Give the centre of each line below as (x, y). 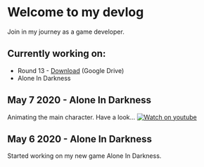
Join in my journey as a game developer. (66, 32)
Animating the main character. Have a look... (71, 117)
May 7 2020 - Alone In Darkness (79, 100)
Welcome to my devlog (76, 12)
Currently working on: (57, 54)
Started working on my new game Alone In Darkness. (84, 156)
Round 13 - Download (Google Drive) (71, 70)
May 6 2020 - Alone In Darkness (80, 139)
